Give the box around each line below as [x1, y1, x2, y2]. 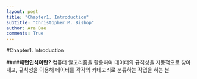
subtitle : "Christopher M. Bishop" [6, 19, 95, 25]
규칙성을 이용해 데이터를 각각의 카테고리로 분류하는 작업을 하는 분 [18, 66, 170, 74]
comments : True [6, 31, 44, 37]
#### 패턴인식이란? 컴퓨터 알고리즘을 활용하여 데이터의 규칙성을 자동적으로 [6, 59, 180, 66]
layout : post [6, 8, 39, 15]
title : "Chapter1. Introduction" [6, 14, 89, 20]
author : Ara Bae [6, 25, 46, 31]
